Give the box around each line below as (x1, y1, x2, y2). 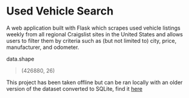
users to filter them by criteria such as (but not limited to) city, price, (6, 37, 177, 44)
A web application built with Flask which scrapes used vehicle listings (6, 24, 180, 31)
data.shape (6, 55, 35, 62)
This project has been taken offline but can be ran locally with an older (6, 79, 183, 86)
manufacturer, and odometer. (6, 44, 80, 51)
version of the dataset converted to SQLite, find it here (6, 85, 143, 92)
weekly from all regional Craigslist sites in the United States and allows (6, 30, 184, 38)
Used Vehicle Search (6, 4, 114, 18)
